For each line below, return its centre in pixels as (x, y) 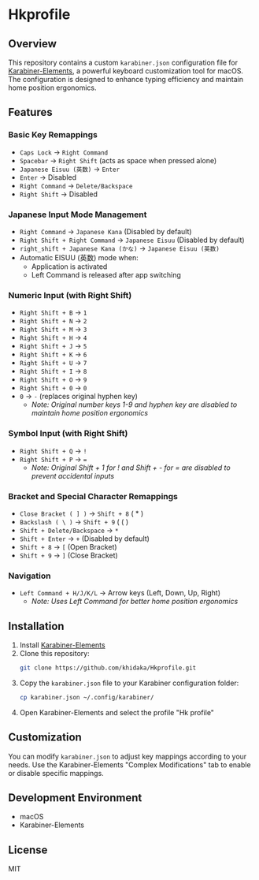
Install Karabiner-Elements (62, 645)
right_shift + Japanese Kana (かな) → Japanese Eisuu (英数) (120, 248)
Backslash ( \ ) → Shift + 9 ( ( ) (74, 521)
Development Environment (75, 798)
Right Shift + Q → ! (53, 450)
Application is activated (69, 267)
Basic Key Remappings (53, 135)
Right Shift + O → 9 (53, 379)
